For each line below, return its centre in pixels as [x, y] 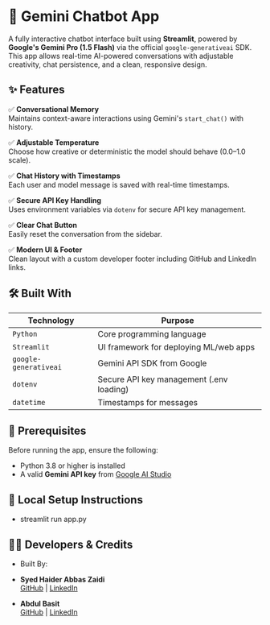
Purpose [178, 320]
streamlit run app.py [53, 519]
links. [17, 267]
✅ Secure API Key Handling [55, 200]
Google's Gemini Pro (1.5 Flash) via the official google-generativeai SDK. [130, 47]
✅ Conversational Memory [53, 109]
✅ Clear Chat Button [43, 225]
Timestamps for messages [148, 402]
